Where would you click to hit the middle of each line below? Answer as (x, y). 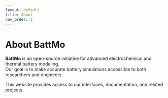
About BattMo (35, 44)
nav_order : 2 (19, 19)
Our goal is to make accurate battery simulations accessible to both (76, 70)
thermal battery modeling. (32, 64)
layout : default (22, 10)
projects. (14, 90)
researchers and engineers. (34, 75)
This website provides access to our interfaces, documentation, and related (84, 85)
